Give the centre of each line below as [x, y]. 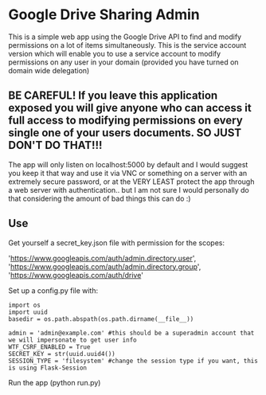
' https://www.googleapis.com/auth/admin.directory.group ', [105, 266]
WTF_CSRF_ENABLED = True [49, 347]
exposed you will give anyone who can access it [130, 108]
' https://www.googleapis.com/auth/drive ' [76, 275]
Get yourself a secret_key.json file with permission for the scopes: [117, 242]
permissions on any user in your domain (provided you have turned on [123, 62]
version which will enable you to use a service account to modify [115, 53]
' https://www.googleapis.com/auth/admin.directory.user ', [102, 258]
